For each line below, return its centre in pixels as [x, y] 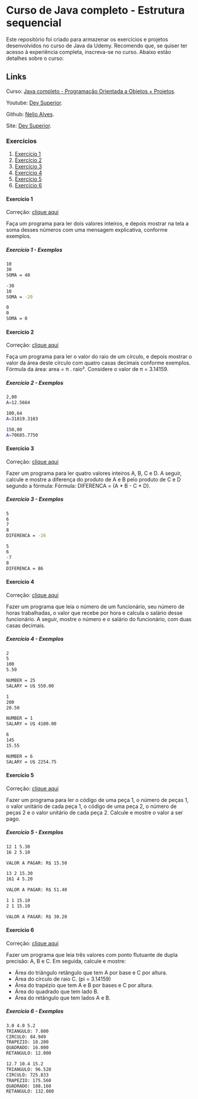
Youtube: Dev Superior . [35, 103]
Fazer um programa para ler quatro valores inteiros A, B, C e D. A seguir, [94, 473]
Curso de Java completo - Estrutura [95, 10]
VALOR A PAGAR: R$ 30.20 [37, 916]
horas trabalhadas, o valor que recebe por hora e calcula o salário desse [95, 613]
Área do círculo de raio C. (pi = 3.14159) [63, 979]
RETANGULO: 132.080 [30, 1091]
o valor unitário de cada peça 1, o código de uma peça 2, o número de [92, 806]
